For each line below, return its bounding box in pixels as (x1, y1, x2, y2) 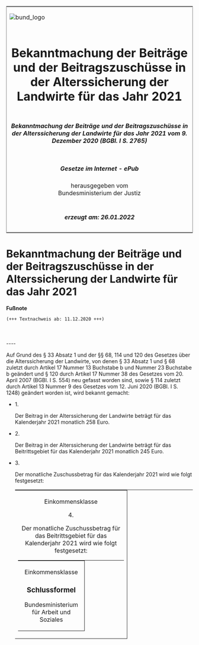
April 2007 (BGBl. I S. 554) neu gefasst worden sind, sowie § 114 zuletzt (6, 377, 181, 384)
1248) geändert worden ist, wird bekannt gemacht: (6, 389, 130, 396)
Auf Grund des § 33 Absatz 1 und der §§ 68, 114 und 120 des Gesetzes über (6, 351, 191, 358)
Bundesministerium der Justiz (58, 189, 141, 198)
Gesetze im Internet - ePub (60, 164, 139, 173)
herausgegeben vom (70, 182, 129, 190)
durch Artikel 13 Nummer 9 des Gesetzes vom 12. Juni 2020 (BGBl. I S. (6, 383, 179, 390)
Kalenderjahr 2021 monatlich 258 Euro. (14, 418, 110, 426)
